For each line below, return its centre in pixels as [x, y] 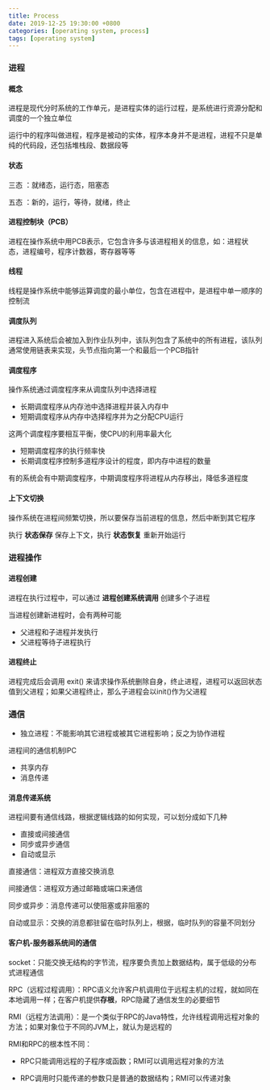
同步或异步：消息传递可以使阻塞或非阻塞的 [79, 906]
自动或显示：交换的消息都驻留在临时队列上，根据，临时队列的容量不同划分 [132, 922]
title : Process [34, 16]
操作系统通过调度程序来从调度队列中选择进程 [83, 390]
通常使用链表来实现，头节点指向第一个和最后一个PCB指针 [104, 350]
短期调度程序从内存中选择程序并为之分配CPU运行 [102, 417]
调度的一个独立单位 [40, 118]
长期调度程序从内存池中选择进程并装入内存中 [94, 407]
